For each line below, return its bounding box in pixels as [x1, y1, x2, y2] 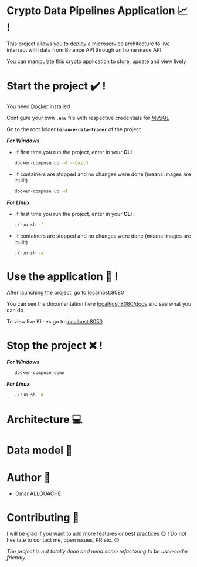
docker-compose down [14, 370, 65, 376]
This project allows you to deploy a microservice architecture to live [6, 40, 171, 47]
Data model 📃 [6, 444, 73, 457]
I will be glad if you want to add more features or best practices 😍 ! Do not [6, 530, 187, 538]
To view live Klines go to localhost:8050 [6, 318, 103, 325]
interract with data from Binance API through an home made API [6, 46, 162, 53]
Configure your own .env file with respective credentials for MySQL [6, 114, 169, 121]
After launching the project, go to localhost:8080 [6, 289, 125, 296]
